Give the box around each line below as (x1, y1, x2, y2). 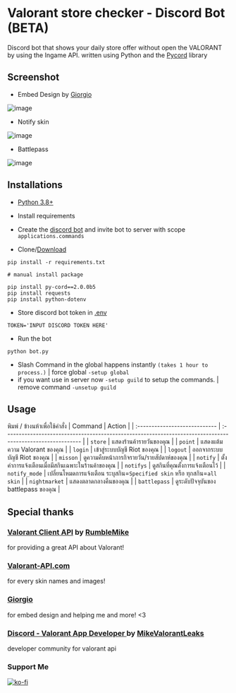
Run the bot (17, 334, 51, 343)
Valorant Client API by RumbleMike (7, 527, 129, 537)
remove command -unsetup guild (17, 383, 116, 391)
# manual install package (7, 271, 83, 278)
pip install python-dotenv (7, 295, 87, 303)
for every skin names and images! (7, 577, 106, 586)
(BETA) (7, 20, 49, 36)
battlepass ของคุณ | (7, 485, 61, 494)
